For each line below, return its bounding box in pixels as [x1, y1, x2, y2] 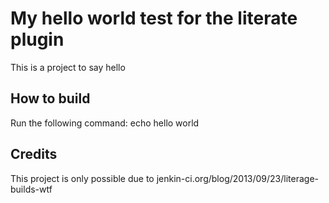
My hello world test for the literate [10, 7, 298, 30]
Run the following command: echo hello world [10, 117, 200, 129]
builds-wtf [10, 183, 53, 195]
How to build [10, 90, 91, 107]
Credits [10, 146, 58, 163]
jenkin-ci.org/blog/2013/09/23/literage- [156, 172, 320, 184]
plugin [10, 28, 65, 51]
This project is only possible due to [10, 172, 155, 184]
